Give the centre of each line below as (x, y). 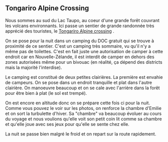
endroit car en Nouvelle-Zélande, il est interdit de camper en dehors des (80, 57)
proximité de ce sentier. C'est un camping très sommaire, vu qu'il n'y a (78, 46)
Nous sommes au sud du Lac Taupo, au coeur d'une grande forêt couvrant (82, 20)
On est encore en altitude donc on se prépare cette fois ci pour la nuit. (78, 103)
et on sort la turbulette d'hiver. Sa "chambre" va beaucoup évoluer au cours (83, 113)
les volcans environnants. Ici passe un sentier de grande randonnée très (80, 26)
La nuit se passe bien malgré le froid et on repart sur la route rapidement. (81, 134)
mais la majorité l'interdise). (34, 67)
